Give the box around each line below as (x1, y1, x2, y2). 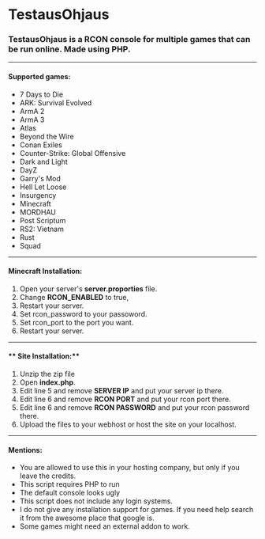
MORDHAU (19, 207, 57, 217)
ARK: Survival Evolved (19, 97, 92, 108)
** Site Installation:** (8, 351, 80, 361)
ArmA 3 (19, 115, 45, 124)
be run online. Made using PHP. (8, 44, 131, 55)
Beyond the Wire (19, 131, 74, 141)
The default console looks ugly (19, 488, 121, 498)
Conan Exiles (19, 140, 63, 150)
